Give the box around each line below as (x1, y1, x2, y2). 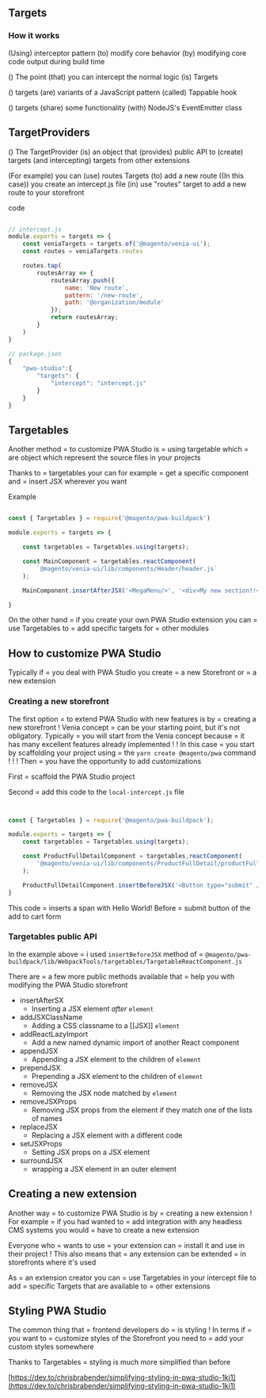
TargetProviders (8, 126, 90, 140)
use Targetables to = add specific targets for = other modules (8, 623, 210, 634)
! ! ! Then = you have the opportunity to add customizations (8, 756, 202, 765)
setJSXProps (19, 1138, 63, 1148)
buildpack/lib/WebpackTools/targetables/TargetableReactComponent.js (8, 957, 243, 965)
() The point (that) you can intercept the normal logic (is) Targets (8, 71, 218, 82)
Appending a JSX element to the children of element (31, 1054, 202, 1064)
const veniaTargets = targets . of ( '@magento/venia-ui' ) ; (22, 240, 211, 248)
